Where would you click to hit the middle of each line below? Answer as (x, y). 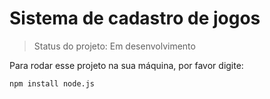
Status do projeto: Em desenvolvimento (114, 46)
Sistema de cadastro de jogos (135, 18)
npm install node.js (52, 83)
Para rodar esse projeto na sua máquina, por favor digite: (126, 65)
